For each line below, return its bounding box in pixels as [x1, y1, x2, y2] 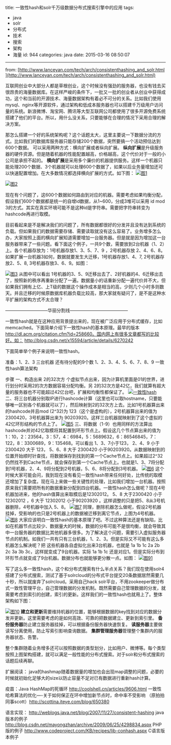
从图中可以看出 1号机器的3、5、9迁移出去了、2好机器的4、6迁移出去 [18, 271, 164, 277]
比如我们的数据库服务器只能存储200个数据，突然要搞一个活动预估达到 [14, 138, 161, 144]
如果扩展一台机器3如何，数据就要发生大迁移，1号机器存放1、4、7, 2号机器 [5, 254, 160, 259]
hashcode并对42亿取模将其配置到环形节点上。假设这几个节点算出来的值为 [5, 427, 161, 433]
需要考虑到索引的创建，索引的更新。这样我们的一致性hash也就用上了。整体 [5, 591, 163, 597]
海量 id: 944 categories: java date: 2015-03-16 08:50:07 [12, 52, 130, 58]
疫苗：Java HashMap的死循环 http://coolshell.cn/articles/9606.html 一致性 [5, 686, 162, 692]
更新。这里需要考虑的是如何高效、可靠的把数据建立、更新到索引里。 [14, 615, 157, 621]
